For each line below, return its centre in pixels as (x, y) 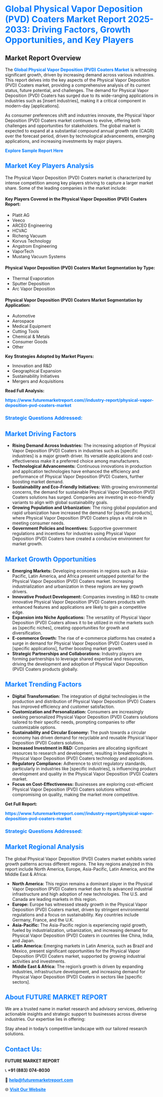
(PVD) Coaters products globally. (45, 669)
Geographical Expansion (37, 371)
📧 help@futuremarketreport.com (39, 1080)
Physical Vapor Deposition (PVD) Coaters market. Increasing (73, 581)
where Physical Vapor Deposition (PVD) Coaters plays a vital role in (80, 518)
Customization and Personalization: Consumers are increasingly (78, 711)
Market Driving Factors (41, 434)
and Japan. (23, 940)
